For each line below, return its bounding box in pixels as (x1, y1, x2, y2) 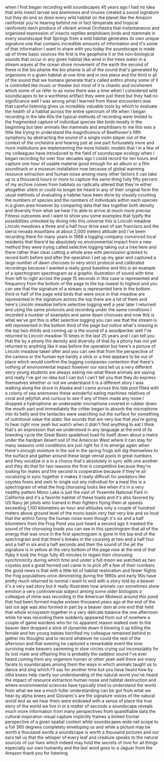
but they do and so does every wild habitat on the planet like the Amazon (5, 15, 152, 20)
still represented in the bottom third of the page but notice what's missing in (5, 323, 158, 328)
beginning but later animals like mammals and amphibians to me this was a (5, 124, 156, 130)
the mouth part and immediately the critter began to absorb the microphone (5, 406, 158, 411)
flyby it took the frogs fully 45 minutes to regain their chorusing (5, 552, 133, 558)
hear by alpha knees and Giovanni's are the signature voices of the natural (5, 693, 155, 699)
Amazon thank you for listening (5, 750, 68, 756)
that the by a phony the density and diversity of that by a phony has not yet (5, 338, 157, 344)
